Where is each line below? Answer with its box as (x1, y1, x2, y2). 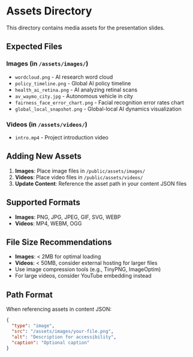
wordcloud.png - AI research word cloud (14, 73, 113, 81)
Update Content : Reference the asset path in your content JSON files (14, 180, 187, 187)
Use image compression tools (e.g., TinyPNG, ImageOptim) (14, 266, 161, 273)
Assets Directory (6, 4, 92, 18)
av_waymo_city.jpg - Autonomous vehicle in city (14, 92, 134, 100)
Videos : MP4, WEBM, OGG (14, 219, 82, 227)
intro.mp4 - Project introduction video (14, 133, 109, 141)
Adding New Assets (6, 151, 82, 162)
